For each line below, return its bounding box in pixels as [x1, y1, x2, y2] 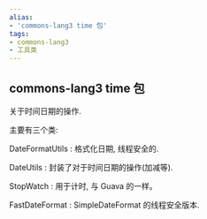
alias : [9, 12, 34, 22]
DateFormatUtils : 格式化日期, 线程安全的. [9, 143, 159, 154]
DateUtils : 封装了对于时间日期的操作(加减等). [9, 162, 173, 172]
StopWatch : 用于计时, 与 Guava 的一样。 [9, 180, 157, 191]
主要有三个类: [9, 125, 59, 135]
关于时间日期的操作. [9, 105, 82, 116]
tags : [9, 29, 29, 38]
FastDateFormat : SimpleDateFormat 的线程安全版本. [9, 200, 201, 210]
